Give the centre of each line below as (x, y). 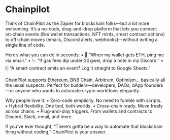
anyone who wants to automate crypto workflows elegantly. (78, 90)
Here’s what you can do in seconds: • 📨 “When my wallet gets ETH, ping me (85, 55)
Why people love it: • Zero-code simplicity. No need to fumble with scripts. (83, 100)
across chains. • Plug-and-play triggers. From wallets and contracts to (79, 111)
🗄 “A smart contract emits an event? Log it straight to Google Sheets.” (78, 68)
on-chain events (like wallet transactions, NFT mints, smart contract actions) (85, 34)
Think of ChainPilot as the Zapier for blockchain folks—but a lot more (77, 23)
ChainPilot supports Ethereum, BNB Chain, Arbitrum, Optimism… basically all (85, 80)
